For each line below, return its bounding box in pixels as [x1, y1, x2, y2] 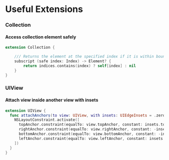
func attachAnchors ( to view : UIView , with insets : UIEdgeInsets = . [10, 113, 156, 118]
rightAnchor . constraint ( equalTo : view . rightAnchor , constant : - [18, 127, 156, 132]
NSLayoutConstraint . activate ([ [14, 117, 80, 122]
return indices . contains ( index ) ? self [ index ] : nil [23, 63, 136, 68]
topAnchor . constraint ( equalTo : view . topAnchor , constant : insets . [18, 122, 161, 127]
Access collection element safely [5, 34, 76, 40]
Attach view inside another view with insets [5, 97, 99, 103]
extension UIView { [5, 108, 46, 113]
